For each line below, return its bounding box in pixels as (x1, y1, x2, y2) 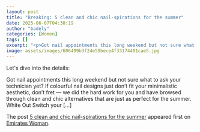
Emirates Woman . (6, 119, 50, 127)
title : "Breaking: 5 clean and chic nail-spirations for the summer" (6, 14, 184, 20)
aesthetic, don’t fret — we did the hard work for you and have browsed (6, 88, 181, 96)
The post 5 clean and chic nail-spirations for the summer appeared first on (6, 113, 191, 120)
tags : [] (6, 37, 28, 43)
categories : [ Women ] (6, 31, 58, 37)
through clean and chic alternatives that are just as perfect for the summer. (6, 95, 192, 102)
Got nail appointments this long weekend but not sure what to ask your (6, 76, 181, 83)
